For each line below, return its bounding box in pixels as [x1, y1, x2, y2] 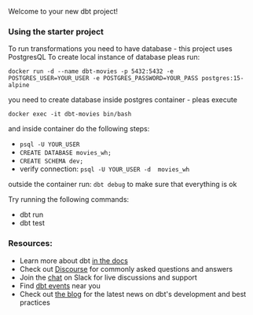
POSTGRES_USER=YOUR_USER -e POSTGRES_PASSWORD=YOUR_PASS [8, 75, 199, 82]
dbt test [19, 218, 46, 228]
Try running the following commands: [8, 195, 130, 204]
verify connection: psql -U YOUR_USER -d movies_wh [19, 164, 190, 174]
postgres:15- [201, 75, 244, 82]
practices [19, 298, 51, 307]
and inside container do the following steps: [8, 124, 150, 134]
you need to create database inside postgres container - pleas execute [8, 95, 238, 104]
